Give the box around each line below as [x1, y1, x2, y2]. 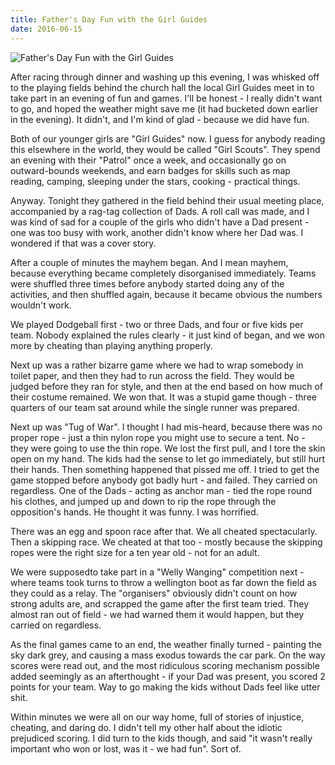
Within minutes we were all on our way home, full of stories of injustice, [10, 711, 305, 723]
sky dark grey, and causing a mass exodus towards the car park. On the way [10, 649, 326, 661]
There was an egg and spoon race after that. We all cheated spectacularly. [10, 525, 318, 537]
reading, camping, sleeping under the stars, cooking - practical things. [10, 175, 301, 187]
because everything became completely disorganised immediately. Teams [10, 267, 317, 279]
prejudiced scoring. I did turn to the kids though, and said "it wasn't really [10, 732, 313, 744]
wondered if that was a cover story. [10, 237, 157, 249]
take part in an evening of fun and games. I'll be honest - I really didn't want [10, 92, 323, 104]
